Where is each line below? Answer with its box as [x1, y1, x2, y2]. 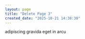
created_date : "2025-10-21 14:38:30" [5, 16, 81, 20]
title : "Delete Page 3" [5, 11, 53, 16]
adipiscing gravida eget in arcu [5, 29, 66, 35]
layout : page [5, 7, 31, 12]
